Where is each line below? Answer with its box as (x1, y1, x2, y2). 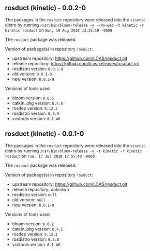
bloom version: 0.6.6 (12, 95, 54, 101)
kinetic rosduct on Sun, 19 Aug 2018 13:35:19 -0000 (5, 27, 112, 33)
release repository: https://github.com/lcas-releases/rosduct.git (12, 60, 139, 66)
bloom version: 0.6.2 (12, 221, 54, 227)
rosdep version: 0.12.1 (12, 231, 58, 237)
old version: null (12, 197, 46, 202)
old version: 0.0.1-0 (12, 71, 52, 77)
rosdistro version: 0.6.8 (12, 236, 60, 242)
